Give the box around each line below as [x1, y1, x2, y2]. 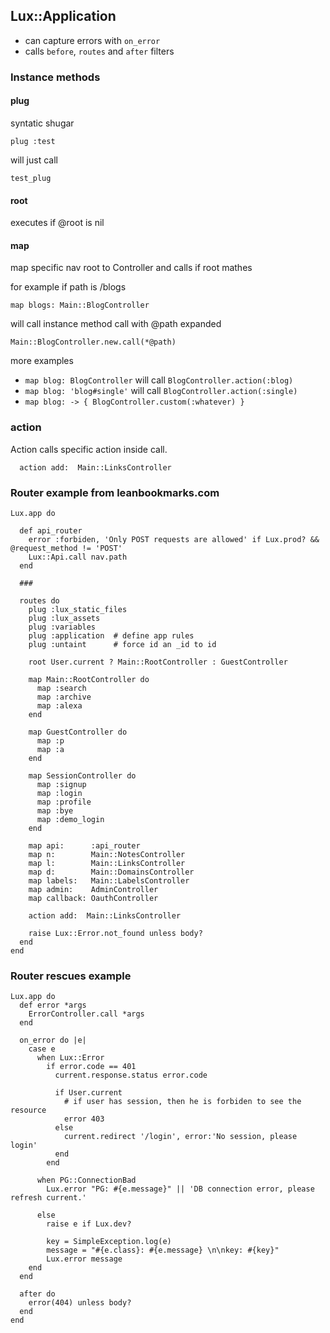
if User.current [54, 1088, 123, 1098]
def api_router [19, 525, 83, 536]
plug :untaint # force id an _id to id [28, 639, 217, 649]
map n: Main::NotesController [28, 849, 186, 859]
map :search [36, 683, 87, 693]
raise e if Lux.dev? [46, 1219, 132, 1229]
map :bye [36, 805, 74, 816]
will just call [10, 154, 58, 166]
